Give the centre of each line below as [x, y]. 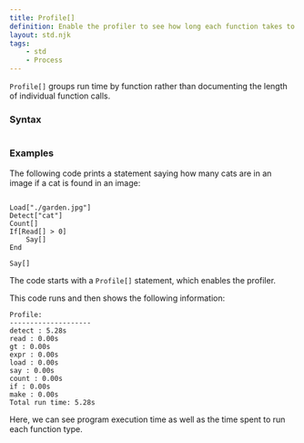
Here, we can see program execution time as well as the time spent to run [147, 419]
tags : [20, 43]
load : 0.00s [34, 362]
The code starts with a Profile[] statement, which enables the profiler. [142, 280]
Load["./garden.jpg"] [51, 207]
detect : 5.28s [38, 330]
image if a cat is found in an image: [75, 182]
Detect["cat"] [36, 215]
